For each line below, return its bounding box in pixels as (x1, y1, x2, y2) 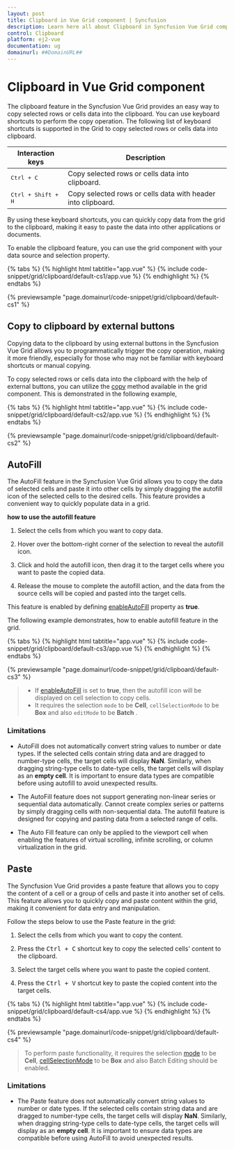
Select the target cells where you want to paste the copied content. (17, 965, 210, 973)
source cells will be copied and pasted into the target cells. (17, 589, 187, 598)
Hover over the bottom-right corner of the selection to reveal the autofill (17, 540, 224, 548)
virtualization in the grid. (17, 842, 87, 851)
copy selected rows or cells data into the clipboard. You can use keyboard (7, 109, 220, 118)
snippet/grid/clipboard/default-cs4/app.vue (7, 1007, 132, 1015)
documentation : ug (7, 43, 61, 49)
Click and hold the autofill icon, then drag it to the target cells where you (17, 561, 225, 569)
